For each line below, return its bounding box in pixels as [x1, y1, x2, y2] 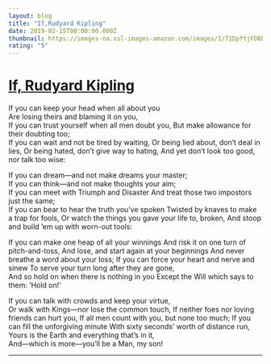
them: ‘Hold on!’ [8, 280, 61, 291]
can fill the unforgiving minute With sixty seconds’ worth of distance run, [8, 322, 250, 332]
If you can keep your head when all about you [8, 103, 161, 113]
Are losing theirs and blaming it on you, [8, 112, 139, 122]
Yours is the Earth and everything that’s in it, [8, 330, 155, 340]
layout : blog [8, 11, 52, 20]
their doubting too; [8, 129, 70, 139]
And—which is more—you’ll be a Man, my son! [8, 339, 164, 349]
